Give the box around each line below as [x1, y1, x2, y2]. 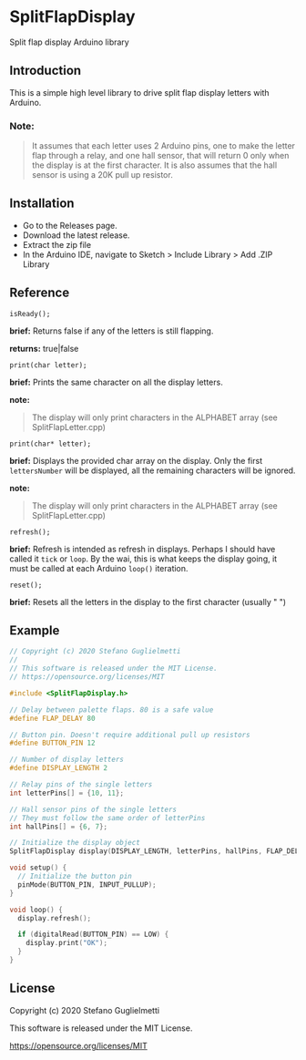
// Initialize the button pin [17, 872, 132, 881]
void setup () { [9, 863, 67, 872]
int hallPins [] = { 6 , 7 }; [9, 822, 107, 831]
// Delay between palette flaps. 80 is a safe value [9, 705, 214, 715]
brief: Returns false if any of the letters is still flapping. [9, 325, 214, 336]
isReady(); [9, 309, 51, 318]
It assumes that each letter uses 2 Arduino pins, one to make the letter [31, 140, 296, 151]
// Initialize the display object [9, 839, 141, 848]
